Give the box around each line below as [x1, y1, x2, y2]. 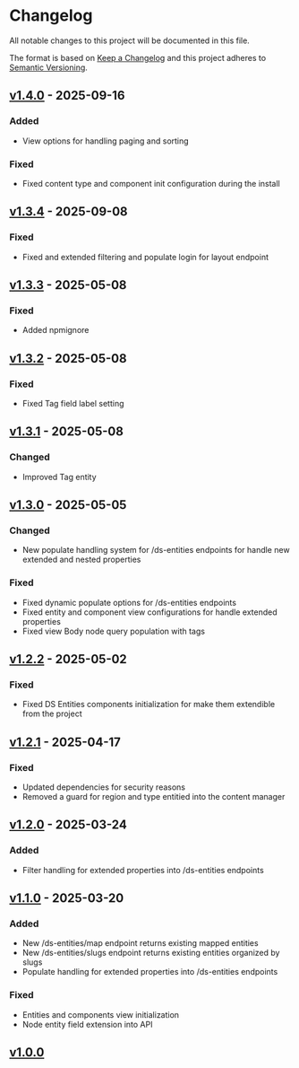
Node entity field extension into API [21, 1019, 153, 1029]
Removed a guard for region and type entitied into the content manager [21, 792, 286, 802]
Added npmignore [21, 325, 90, 336]
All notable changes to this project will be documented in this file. [9, 35, 251, 46]
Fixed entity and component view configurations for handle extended [21, 607, 278, 617]
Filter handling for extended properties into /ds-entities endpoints [21, 864, 264, 875]
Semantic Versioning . [9, 62, 88, 73]
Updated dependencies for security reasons [21, 782, 186, 792]
